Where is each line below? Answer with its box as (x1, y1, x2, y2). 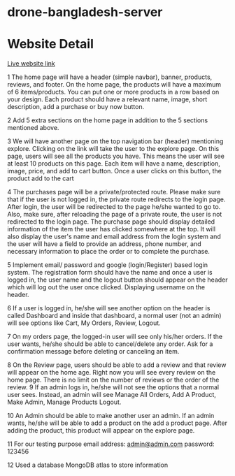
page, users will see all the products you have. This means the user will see (7, 152, 225, 161)
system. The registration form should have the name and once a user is (7, 268, 213, 277)
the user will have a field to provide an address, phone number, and (7, 240, 201, 248)
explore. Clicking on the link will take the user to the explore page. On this (7, 145, 220, 153)
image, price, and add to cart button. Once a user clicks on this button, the (7, 167, 222, 175)
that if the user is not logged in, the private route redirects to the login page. (7, 195, 226, 203)
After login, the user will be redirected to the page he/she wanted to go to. (7, 203, 221, 211)
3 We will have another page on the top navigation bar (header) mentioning (7, 137, 224, 145)
